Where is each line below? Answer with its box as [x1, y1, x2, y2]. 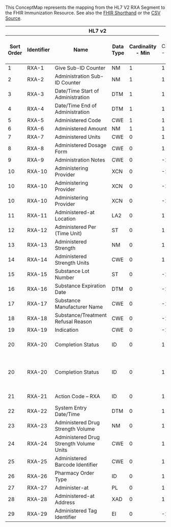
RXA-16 [27, 286, 47, 292]
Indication [54, 327, 79, 333]
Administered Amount [54, 125, 107, 132]
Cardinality [129, 43, 157, 50]
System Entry [54, 404, 87, 411]
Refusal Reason [54, 318, 93, 325]
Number [54, 274, 75, 281]
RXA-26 [27, 473, 47, 479]
